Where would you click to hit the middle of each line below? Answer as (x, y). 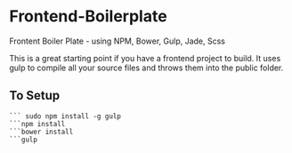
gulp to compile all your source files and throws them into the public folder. (146, 68)
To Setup (35, 96)
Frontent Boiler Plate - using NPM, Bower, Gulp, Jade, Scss (117, 41)
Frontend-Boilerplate (88, 16)
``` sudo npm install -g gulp (65, 116)
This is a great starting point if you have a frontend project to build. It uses (145, 58)
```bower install (41, 132)
